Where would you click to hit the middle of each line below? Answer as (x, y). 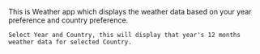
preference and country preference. (68, 20)
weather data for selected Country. (70, 42)
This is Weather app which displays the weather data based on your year (130, 12)
